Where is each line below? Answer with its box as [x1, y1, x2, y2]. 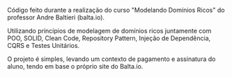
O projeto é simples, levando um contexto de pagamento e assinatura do [7, 55, 216, 63]
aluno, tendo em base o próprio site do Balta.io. [7, 62, 144, 70]
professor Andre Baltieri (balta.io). [7, 13, 105, 22]
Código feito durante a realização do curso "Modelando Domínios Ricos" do [7, 6, 225, 14]
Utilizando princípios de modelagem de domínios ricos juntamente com [7, 27, 212, 35]
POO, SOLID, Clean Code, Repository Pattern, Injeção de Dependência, [7, 34, 211, 42]
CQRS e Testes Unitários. [7, 42, 80, 49]
